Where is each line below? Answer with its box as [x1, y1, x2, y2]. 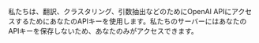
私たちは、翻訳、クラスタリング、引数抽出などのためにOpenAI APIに [8, 7, 232, 16]
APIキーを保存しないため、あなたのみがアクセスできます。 [8, 27, 199, 35]
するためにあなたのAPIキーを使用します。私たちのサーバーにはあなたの [14, 16, 247, 26]
